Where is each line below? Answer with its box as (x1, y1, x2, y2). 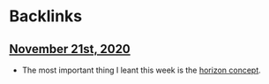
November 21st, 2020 (9, 42, 131, 57)
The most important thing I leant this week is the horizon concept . (21, 65, 262, 75)
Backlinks (9, 6, 83, 27)
